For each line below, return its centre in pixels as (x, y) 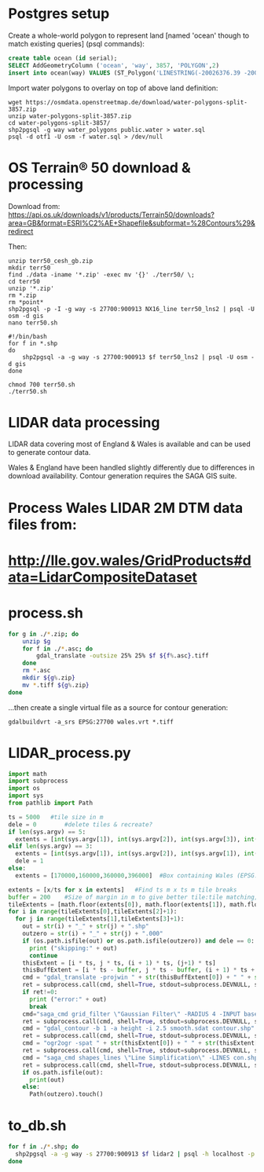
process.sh (46, 613)
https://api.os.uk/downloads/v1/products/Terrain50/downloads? (111, 214)
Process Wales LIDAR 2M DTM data (126, 508)
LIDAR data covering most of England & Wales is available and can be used (130, 444)
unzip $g (37, 641)
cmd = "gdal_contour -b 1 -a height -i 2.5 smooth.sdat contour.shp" (139, 1029)
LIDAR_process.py (70, 753)
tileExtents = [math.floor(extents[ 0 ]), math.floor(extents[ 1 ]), (117, 904)
